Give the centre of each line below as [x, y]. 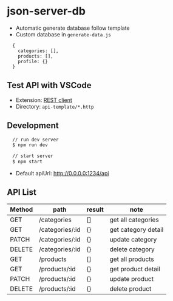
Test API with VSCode [49, 85]
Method [22, 209]
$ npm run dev [30, 145]
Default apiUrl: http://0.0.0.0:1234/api [62, 174]
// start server [33, 156]
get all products [132, 259]
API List [22, 192]
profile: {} [33, 61]
